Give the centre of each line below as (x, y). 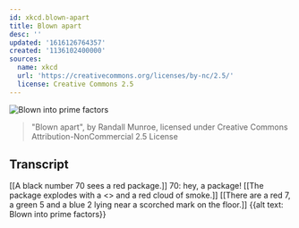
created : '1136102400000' (57, 51)
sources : (26, 59)
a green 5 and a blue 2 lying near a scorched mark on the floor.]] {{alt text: (146, 205)
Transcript (39, 165)
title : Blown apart (46, 26)
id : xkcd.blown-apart (50, 17)
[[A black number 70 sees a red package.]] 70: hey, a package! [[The (137, 186)
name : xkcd (38, 68)
